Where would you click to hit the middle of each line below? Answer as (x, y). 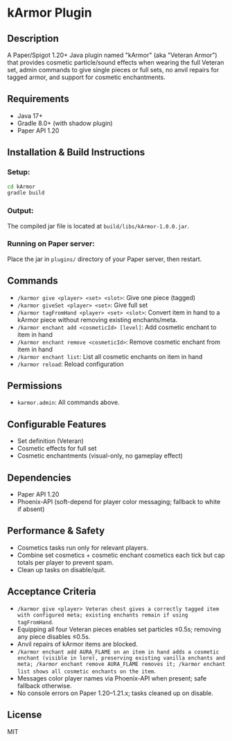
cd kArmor (21, 186)
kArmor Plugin (50, 13)
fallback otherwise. (44, 685)
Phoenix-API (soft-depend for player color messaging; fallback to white (119, 502)
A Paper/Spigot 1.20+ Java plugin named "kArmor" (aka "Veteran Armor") (112, 55)
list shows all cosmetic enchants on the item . (86, 671)
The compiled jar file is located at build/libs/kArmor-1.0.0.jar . (98, 226)
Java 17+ (30, 115)
